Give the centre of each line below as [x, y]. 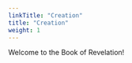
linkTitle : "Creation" [45, 15]
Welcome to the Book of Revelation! [66, 53]
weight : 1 [25, 30]
